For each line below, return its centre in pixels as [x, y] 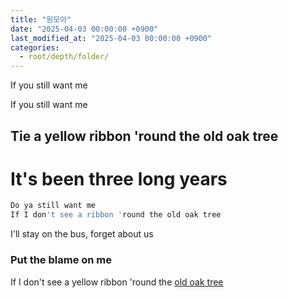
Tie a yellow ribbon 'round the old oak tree [144, 136]
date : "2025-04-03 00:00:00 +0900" [84, 29]
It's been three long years [119, 178]
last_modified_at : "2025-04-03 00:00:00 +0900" [111, 38]
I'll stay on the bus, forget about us [82, 234]
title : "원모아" [41, 19]
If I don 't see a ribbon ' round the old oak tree [116, 215]
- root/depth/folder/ [64, 57]
